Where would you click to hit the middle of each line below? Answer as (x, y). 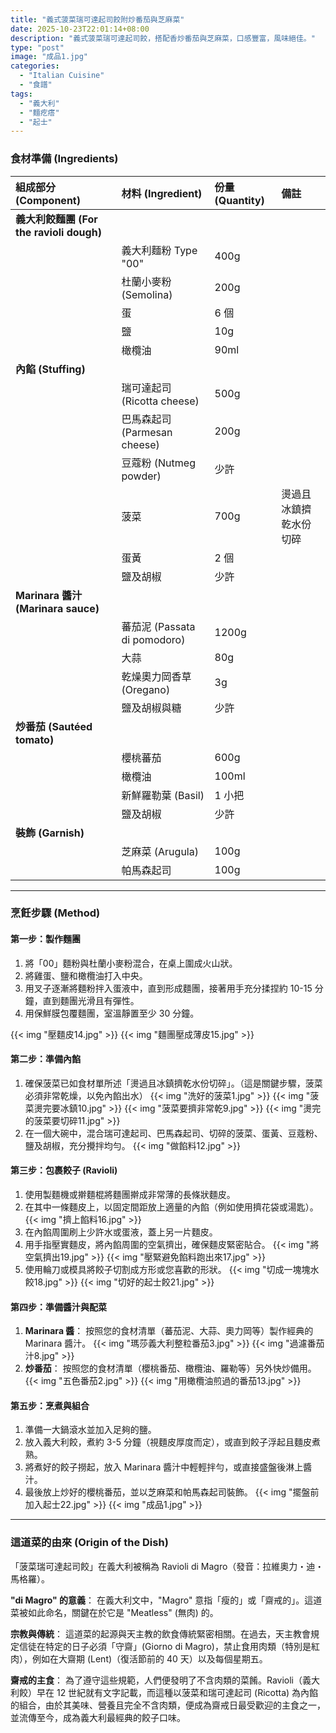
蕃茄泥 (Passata (158, 626)
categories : (35, 66)
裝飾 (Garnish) (50, 833)
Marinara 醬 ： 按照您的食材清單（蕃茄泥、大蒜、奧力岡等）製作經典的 (169, 1331)
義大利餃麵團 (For (56, 219)
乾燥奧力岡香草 (156, 676)
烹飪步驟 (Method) (55, 913)
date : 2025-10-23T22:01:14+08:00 (80, 29)
